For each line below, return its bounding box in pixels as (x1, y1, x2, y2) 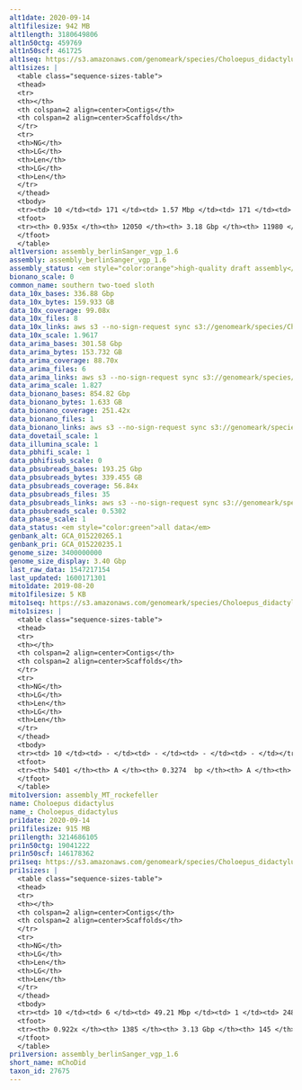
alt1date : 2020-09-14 (9, 13, 91, 22)
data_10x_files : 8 (9, 314, 78, 324)
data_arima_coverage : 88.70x (9, 356, 119, 365)
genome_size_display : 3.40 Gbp (9, 557, 127, 566)
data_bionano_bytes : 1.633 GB (9, 398, 123, 407)
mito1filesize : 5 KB (9, 590, 87, 599)
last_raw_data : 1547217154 (9, 565, 111, 574)
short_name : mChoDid (9, 1059, 87, 1068)
